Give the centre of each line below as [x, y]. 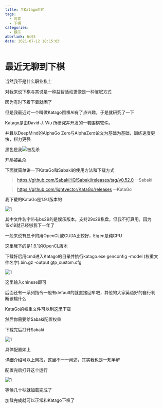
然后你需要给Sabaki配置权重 [33, 319]
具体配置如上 [18, 349]
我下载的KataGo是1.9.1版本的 [34, 199]
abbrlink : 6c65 [20, 37]
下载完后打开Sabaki [25, 330]
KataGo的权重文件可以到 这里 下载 [38, 309]
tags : [10, 14]
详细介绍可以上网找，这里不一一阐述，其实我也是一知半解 [63, 360]
